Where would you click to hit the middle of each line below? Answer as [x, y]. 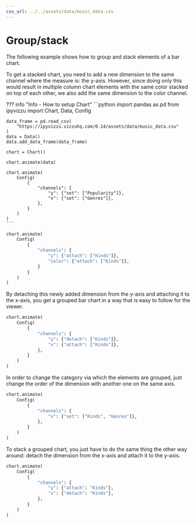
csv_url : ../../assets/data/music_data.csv [60, 11]
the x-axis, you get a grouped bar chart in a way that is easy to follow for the [98, 300]
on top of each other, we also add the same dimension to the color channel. [97, 93]
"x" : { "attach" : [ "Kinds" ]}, [83, 344]
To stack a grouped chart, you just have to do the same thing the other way [97, 449]
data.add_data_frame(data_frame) [47, 142]
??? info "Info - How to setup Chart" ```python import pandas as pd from [93, 104]
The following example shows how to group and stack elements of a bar [93, 57]
